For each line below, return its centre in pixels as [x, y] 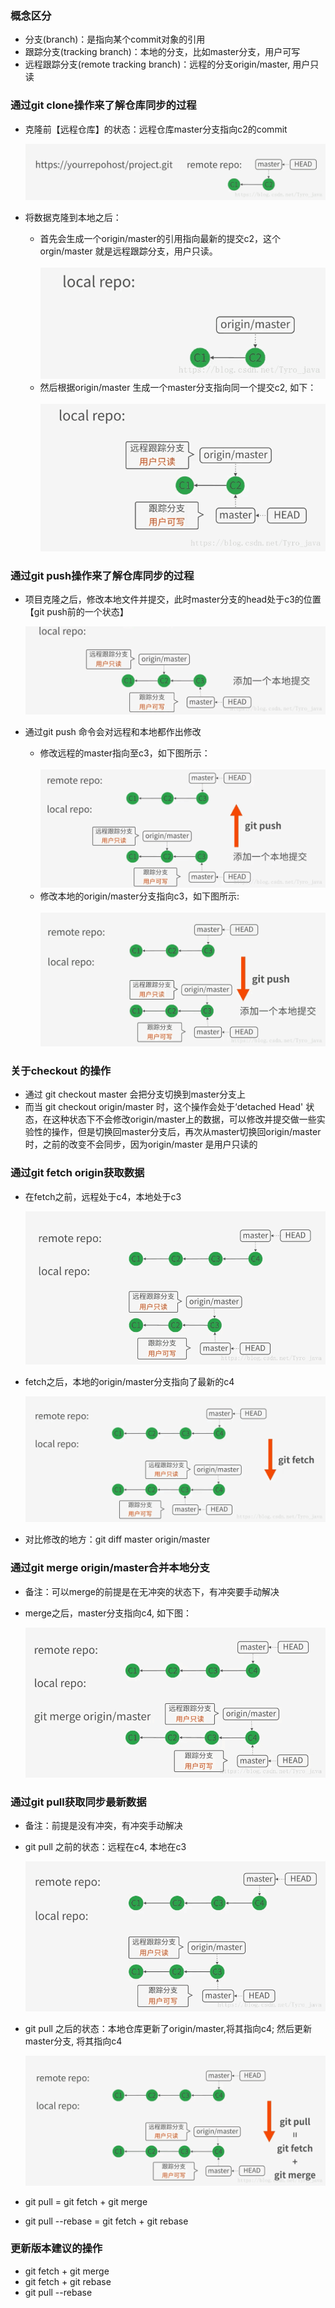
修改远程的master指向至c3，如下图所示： [125, 753]
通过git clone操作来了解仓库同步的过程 [103, 105]
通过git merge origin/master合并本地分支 [110, 1568]
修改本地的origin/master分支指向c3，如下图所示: [139, 896]
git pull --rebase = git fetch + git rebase [106, 2221]
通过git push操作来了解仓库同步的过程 [102, 575]
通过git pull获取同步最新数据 [78, 1802]
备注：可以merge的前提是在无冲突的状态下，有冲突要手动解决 [152, 1591]
